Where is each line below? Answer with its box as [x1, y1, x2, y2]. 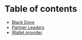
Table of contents [4, 3, 78, 14]
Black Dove [11, 19, 35, 25]
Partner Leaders [11, 24, 44, 30]
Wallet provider [11, 29, 42, 35]
